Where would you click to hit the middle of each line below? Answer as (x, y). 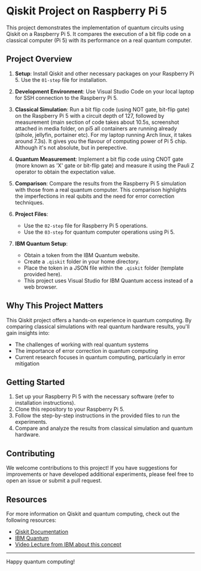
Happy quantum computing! (41, 561)
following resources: (31, 520)
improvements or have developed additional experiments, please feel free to (100, 474)
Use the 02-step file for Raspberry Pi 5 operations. (86, 225)
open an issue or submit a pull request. (54, 481)
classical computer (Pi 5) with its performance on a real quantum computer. (99, 40)
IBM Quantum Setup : (41, 243)
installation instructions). (45, 403)
